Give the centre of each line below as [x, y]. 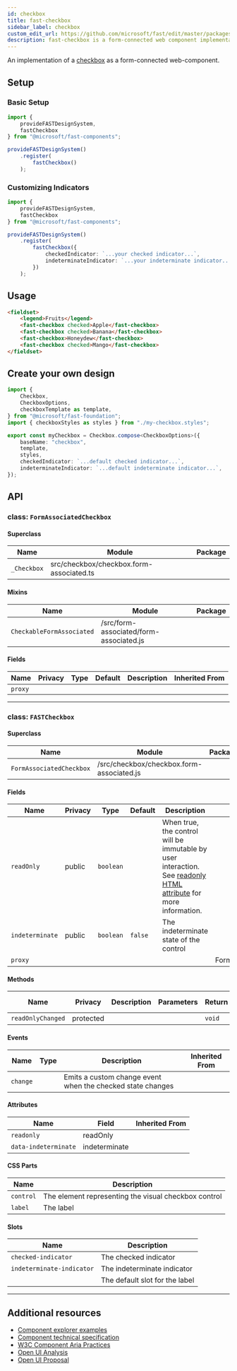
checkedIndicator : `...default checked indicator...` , [102, 462]
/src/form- [119, 622]
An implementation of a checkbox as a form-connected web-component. [114, 60]
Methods [21, 979]
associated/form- [130, 631]
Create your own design [61, 374]
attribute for [182, 893]
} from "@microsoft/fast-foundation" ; [64, 416]
